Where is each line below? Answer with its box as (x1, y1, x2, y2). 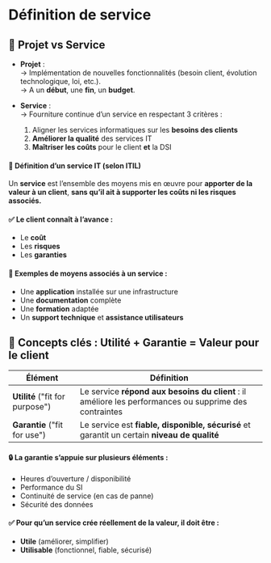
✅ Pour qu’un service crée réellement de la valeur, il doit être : (8, 518, 219, 527)
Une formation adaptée (19, 303, 99, 313)
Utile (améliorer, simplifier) (19, 536, 109, 546)
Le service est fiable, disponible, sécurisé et (79, 419, 252, 430)
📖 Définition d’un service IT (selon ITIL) (8, 160, 141, 171)
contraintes (79, 406, 123, 417)
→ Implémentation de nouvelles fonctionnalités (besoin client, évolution (19, 68, 257, 78)
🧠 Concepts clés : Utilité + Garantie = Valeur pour (8, 336, 260, 349)
